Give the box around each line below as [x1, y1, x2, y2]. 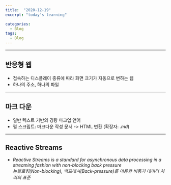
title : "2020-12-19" [5, 7, 51, 13]
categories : [5, 21, 31, 27]
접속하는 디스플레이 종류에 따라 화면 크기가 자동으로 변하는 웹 [12, 75, 134, 81]
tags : [5, 31, 17, 36]
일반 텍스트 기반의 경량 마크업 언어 [12, 117, 81, 123]
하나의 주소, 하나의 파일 [12, 81, 60, 87]
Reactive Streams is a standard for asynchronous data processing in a [12, 156, 162, 163]
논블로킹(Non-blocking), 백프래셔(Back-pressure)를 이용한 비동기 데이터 [12, 168, 159, 174]
